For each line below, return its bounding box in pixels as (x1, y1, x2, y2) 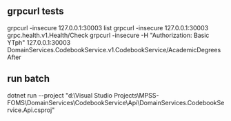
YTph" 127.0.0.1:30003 (7, 38, 71, 47)
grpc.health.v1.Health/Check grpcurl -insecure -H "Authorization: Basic (7, 31, 210, 39)
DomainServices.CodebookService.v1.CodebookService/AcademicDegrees (7, 45, 221, 54)
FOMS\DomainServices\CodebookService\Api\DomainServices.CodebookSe (7, 98, 225, 107)
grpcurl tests (7, 5, 64, 17)
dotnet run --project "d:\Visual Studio (7, 91, 112, 99)
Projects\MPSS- (113, 91, 159, 99)
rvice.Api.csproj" (7, 106, 55, 114)
